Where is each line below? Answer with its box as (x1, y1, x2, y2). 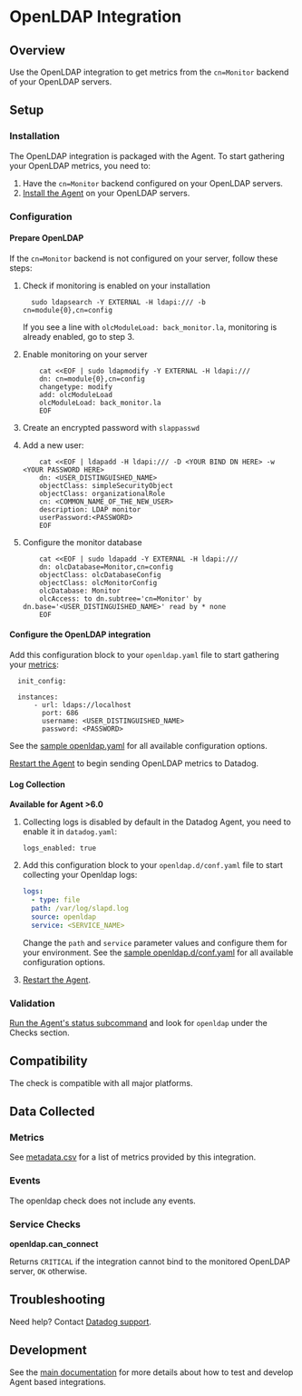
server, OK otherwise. (9, 1265, 88, 1276)
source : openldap (31, 912, 97, 922)
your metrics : (9, 659, 59, 670)
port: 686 (42, 709, 79, 718)
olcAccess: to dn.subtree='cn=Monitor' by (39, 593, 202, 603)
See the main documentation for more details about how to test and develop (9, 1366, 294, 1378)
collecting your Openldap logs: (22, 870, 138, 881)
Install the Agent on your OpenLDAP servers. (22, 187, 190, 198)
